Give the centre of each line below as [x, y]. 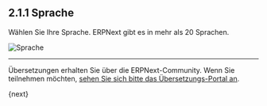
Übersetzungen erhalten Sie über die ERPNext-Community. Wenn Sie [122, 70]
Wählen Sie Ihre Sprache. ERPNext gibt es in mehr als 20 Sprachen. [119, 32]
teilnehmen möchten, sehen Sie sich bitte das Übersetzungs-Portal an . [124, 78]
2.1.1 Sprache [41, 13]
